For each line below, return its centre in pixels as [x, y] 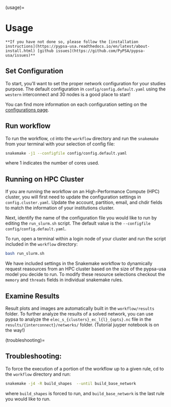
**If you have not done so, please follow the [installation [72, 42]
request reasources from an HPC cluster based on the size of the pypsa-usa [86, 269]
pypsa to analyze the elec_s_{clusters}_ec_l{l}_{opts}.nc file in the [78, 319]
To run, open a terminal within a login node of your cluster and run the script [86, 239]
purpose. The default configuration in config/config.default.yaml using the [85, 89]
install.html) [20, 51]
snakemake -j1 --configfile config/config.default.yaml [66, 153]
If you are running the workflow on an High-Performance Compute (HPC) [82, 192]
